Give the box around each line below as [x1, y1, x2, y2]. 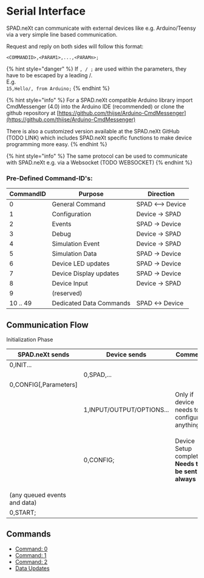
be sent [175, 467, 197, 476]
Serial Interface [6, 4, 86, 18]
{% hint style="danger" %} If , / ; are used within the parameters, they [6, 65, 187, 72]
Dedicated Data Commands [52, 299, 131, 308]
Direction [148, 190, 175, 199]
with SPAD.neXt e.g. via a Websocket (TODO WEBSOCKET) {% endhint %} [6, 158, 193, 166]
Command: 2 [15, 558, 48, 565]
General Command [52, 200, 106, 208]
